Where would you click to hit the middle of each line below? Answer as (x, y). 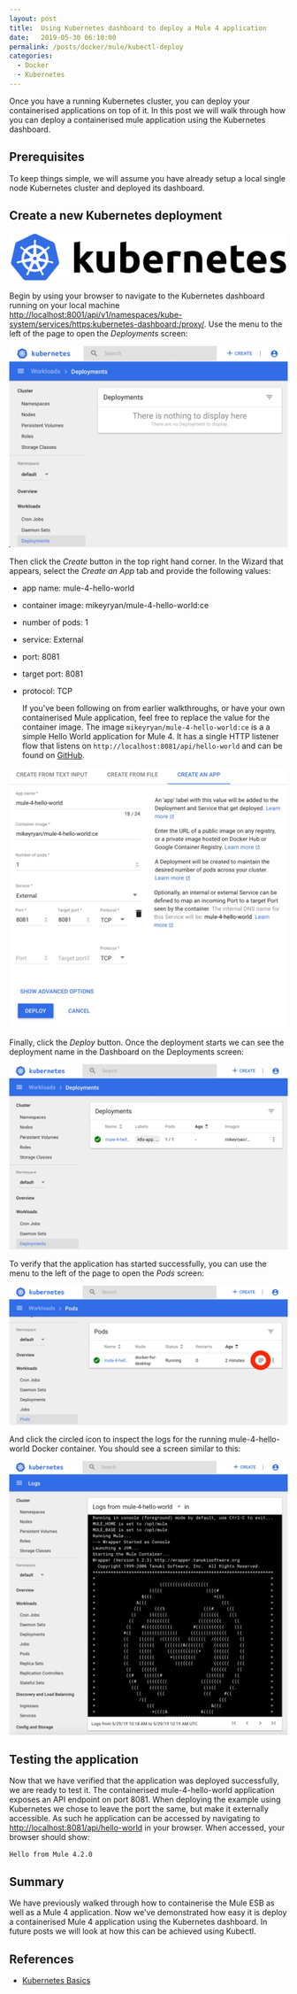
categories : (31, 56)
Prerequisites (47, 157)
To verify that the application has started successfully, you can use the (138, 1264)
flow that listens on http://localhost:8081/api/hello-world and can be (152, 746)
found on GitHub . (53, 755)
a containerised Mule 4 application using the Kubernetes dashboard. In (138, 1922)
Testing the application (74, 1760)
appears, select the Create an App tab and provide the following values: (140, 570)
